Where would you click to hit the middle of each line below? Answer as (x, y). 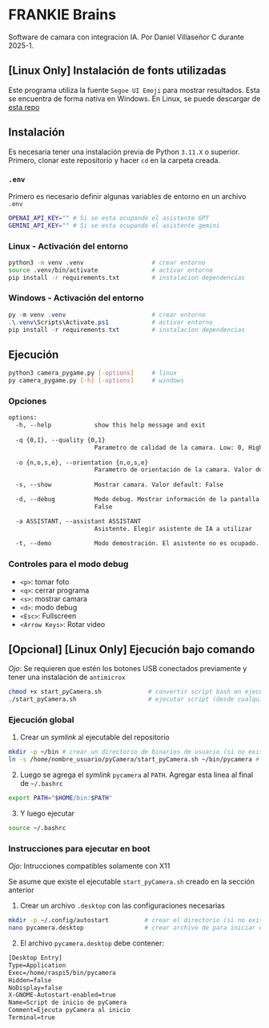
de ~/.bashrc (41, 783)
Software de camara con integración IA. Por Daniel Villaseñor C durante (126, 37)
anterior (21, 890)
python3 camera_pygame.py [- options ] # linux (93, 373)
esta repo (24, 107)
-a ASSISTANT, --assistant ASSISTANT (78, 521)
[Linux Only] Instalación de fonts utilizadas (117, 71)
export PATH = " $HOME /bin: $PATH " (60, 798)
